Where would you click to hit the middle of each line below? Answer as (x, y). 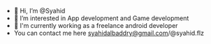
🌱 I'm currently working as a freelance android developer (96, 25)
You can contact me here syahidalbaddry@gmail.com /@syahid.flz (109, 33)
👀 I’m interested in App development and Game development (101, 18)
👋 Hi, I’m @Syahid (39, 11)
